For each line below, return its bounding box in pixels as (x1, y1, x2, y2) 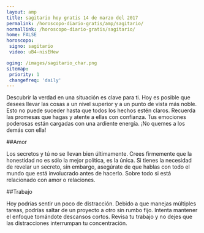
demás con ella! (6, 126, 47, 134)
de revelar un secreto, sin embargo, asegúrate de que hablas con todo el (6, 163, 190, 170)
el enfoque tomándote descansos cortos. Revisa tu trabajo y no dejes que (6, 213, 193, 221)
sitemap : (6, 66, 29, 72)
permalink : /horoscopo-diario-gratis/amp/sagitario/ (6, 20, 144, 26)
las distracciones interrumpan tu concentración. (6, 220, 127, 227)
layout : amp (6, 9, 37, 15)
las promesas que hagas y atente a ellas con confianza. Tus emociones (6, 113, 187, 121)
